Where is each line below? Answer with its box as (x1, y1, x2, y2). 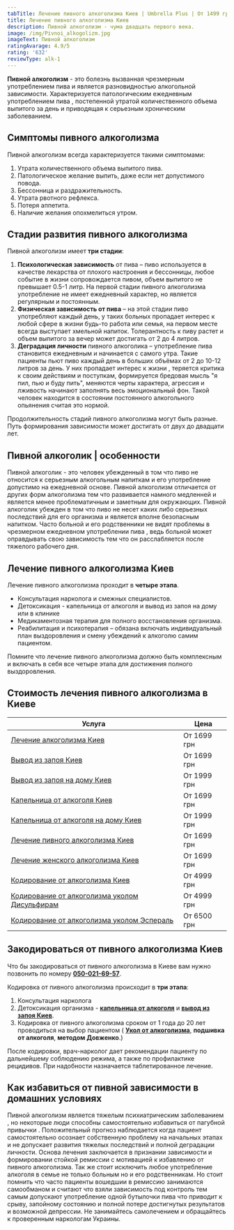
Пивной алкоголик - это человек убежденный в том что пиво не (7, 468, 198, 477)
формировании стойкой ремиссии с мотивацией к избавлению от (7, 1155, 204, 1164)
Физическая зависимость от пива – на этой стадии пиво (17, 305, 189, 314)
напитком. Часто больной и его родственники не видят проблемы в (7, 520, 210, 528)
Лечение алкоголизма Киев (10, 735, 105, 744)
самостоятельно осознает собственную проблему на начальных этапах (7, 1133, 223, 1141)
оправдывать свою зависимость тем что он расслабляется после (7, 535, 204, 544)
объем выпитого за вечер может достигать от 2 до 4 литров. (17, 335, 200, 343)
